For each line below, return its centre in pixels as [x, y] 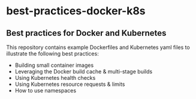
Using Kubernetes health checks [55, 78]
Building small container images [54, 65]
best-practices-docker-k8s [76, 11]
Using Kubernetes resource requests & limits [70, 84]
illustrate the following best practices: [52, 54]
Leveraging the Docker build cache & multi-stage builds [84, 72]
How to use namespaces [46, 90]
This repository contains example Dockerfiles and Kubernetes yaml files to [98, 47]
